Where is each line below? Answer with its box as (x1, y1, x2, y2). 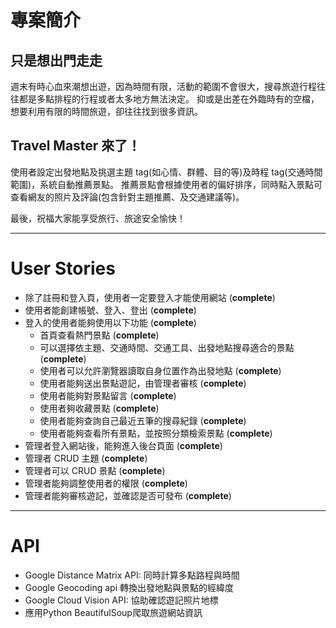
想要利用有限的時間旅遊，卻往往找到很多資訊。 (10, 106, 203, 117)
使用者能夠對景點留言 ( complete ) (39, 389, 177, 401)
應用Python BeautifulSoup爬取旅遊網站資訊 (24, 606, 203, 618)
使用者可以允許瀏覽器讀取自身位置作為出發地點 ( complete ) (39, 364, 282, 376)
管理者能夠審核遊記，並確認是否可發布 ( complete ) (24, 489, 232, 501)
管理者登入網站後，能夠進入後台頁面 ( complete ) (24, 439, 223, 451)
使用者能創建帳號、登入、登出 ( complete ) (24, 304, 197, 316)
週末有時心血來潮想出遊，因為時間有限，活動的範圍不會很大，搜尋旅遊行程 (10, 81, 317, 92)
